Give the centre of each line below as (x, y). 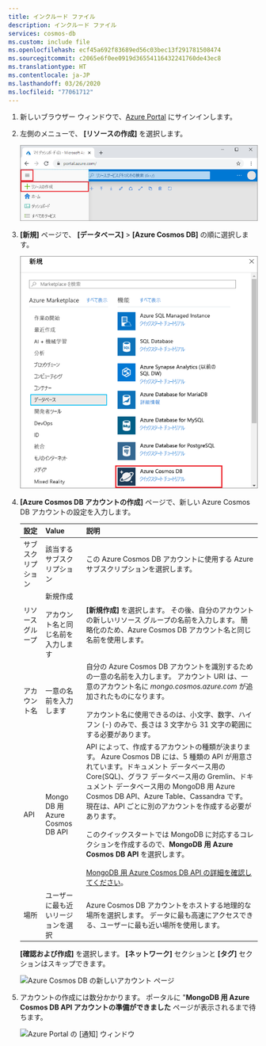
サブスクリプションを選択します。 (141, 569)
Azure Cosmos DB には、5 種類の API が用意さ (177, 757)
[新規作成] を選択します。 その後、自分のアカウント (170, 610)
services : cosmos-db (42, 33)
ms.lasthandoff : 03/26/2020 (55, 83)
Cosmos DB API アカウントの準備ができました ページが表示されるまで (134, 1007)
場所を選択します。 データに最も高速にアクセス (163, 914)
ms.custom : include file (49, 42)
